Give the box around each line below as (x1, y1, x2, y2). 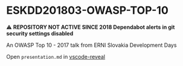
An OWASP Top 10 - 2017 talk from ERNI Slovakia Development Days (6, 41, 177, 49)
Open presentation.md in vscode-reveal (6, 53, 106, 60)
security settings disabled (6, 29, 74, 37)
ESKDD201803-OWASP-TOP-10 (6, 4, 169, 17)
